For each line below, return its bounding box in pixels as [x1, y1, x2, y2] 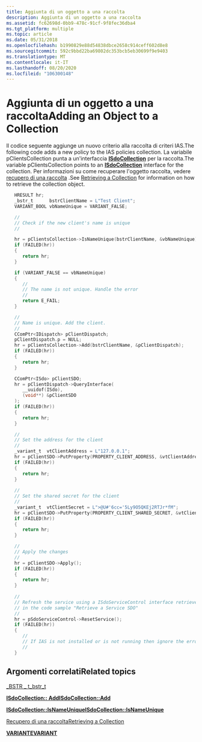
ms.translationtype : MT [6, 54, 66, 60]
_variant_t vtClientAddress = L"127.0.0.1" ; [14, 448, 130, 454]
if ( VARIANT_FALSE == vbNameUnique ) [14, 270, 106, 276]
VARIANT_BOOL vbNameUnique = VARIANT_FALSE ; [14, 203, 128, 209]
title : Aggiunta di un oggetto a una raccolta [6, 8, 125, 15]
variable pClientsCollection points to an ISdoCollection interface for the [6, 161, 184, 169]
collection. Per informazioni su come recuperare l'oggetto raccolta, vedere [6, 168, 191, 175]
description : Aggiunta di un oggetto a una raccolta [6, 14, 141, 21]
